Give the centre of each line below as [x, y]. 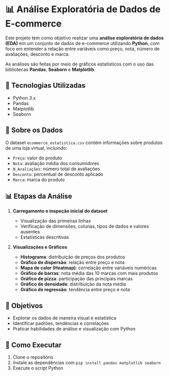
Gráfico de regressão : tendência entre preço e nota [75, 290]
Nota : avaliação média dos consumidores [56, 163]
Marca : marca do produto [39, 179]
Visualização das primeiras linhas [56, 221]
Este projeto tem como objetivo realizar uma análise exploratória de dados [84, 38]
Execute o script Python [38, 368]
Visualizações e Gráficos [40, 247]
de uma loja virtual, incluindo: [36, 148]
